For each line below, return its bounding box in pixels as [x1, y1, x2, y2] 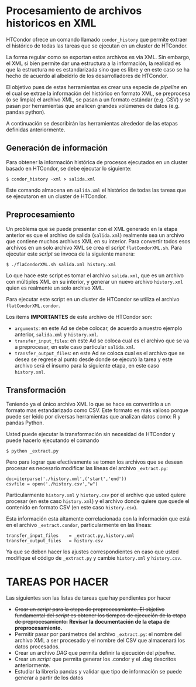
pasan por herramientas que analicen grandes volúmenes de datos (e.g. [6, 102, 180, 109]
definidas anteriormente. [6, 126, 66, 133]
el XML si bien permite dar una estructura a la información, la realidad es [6, 60, 181, 67]
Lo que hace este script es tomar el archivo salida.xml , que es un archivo [6, 271, 184, 279]
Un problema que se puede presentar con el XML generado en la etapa [6, 225, 178, 232]
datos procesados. [14, 643, 60, 650]
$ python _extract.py [6, 448, 59, 454]
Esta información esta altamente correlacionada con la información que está [6, 515, 190, 522]
